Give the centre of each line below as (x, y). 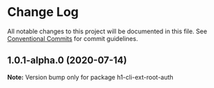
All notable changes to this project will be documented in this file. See (107, 31)
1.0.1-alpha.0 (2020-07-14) (67, 61)
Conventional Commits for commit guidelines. (72, 38)
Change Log (43, 12)
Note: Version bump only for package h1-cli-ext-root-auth (90, 77)
